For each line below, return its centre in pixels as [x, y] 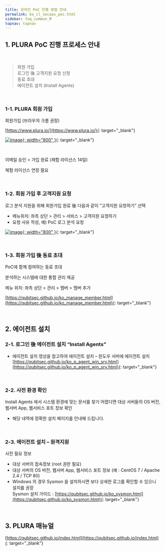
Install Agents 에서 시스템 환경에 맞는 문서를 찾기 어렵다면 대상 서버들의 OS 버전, [83, 402]
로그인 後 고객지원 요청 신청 [44, 73]
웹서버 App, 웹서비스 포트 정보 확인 [39, 408]
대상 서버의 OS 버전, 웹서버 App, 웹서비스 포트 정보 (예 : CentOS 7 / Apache [86, 470]
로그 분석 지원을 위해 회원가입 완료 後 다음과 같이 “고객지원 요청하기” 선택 [76, 206]
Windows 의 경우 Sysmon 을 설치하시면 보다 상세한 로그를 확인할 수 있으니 [84, 482]
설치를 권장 [23, 488]
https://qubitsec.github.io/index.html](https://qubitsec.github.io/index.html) [83, 538]
